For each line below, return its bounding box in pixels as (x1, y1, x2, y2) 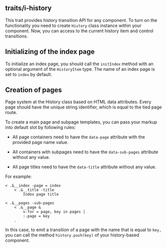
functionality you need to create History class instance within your (5, 22, 142, 28)
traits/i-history (5, 4, 52, 12)
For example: (5, 174, 32, 180)
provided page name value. (12, 139, 69, 145)
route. (5, 110, 17, 116)
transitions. (5, 33, 28, 39)
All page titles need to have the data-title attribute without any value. (12, 164, 157, 170)
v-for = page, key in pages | (23, 209, 85, 215)
